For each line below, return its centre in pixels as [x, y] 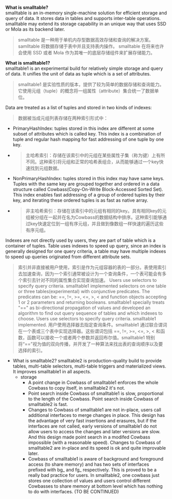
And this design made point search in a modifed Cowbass [89, 437]
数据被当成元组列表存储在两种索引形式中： [63, 118]
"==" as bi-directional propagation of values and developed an [84, 308]
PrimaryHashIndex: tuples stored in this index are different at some [83, 128]
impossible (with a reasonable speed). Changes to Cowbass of [94, 443]
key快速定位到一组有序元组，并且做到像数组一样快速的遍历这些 [97, 224]
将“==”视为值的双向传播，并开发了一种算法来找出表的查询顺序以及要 [90, 344]
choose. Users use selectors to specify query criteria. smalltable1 [87, 319]
